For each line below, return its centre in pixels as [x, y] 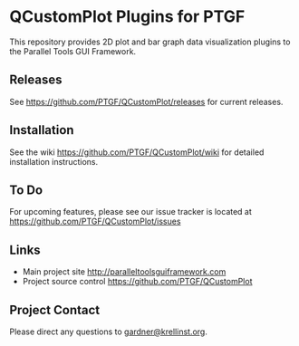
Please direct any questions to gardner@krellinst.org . [109, 332]
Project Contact [55, 310]
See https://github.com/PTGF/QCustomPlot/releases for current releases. [146, 101]
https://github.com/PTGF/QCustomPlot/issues [95, 221]
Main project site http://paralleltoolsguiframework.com [124, 272]
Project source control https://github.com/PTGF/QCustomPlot [137, 282]
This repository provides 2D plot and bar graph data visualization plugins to [150, 42]
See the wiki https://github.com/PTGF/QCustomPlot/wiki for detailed [137, 152]
